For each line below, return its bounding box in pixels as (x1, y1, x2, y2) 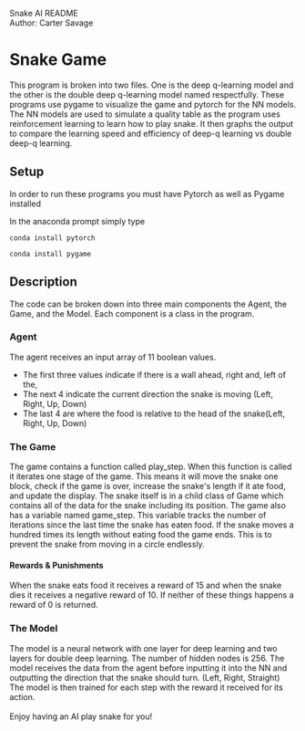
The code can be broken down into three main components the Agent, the (9, 298, 288, 309)
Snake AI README (9, 8, 79, 18)
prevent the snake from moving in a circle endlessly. (9, 538, 205, 550)
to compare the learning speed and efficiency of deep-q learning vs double (9, 128, 292, 139)
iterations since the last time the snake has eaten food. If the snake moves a (9, 519, 294, 530)
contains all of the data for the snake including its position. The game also (9, 500, 287, 511)
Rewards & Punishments (9, 559, 104, 570)
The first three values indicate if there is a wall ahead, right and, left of (22, 369, 287, 380)
